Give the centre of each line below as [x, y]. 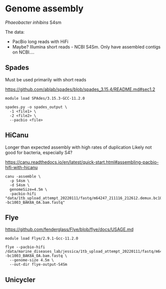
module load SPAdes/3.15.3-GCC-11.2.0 [45, 98]
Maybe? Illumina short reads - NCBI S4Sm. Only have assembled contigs [86, 47]
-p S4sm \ [20, 181]
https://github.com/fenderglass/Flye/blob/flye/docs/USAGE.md [69, 230]
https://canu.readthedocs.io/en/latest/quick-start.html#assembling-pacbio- [82, 162]
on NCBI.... [23, 52]
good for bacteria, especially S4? [39, 152]
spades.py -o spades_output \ [36, 107]
